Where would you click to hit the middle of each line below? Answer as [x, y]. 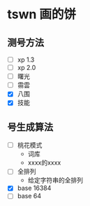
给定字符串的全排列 [55, 180]
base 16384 [34, 188]
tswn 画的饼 [42, 14]
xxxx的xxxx [44, 163]
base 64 [29, 196]
